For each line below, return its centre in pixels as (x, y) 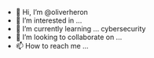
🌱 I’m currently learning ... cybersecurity (81, 29)
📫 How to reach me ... (52, 46)
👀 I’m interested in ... (49, 20)
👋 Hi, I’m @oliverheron (52, 12)
